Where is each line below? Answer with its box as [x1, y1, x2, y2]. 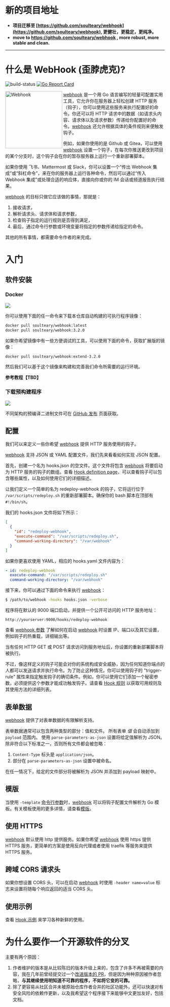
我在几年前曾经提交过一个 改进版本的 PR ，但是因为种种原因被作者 [21, 971, 157, 977]
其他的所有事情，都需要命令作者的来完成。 [5, 234, 94, 240]
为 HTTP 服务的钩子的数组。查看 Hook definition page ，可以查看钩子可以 [5, 469, 158, 475]
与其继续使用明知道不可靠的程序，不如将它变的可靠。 [21, 978, 133, 984]
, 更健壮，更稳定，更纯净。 [100, 28, 157, 34]
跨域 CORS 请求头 [5, 865, 61, 874]
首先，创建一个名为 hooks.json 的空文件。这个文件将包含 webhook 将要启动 [5, 463, 163, 469]
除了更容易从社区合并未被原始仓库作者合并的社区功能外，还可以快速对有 [12, 984, 163, 990]
